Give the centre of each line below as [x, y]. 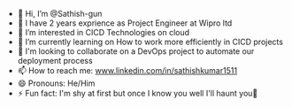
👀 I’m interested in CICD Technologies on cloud [104, 32]
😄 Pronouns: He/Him [56, 83]
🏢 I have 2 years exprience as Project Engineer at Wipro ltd [125, 23]
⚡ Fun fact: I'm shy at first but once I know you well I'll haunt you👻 [138, 93]
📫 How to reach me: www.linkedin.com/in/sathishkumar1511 [127, 70]
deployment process [55, 61]
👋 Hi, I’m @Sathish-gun [60, 14]
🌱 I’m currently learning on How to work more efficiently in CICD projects [150, 42]
